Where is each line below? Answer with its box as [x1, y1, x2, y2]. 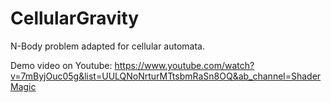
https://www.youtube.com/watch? [114, 59, 255, 71]
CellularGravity [10, 7, 140, 30]
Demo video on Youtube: [10, 59, 113, 71]
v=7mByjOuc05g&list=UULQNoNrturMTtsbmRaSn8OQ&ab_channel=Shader [10, 70, 322, 82]
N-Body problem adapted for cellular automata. [10, 40, 206, 52]
